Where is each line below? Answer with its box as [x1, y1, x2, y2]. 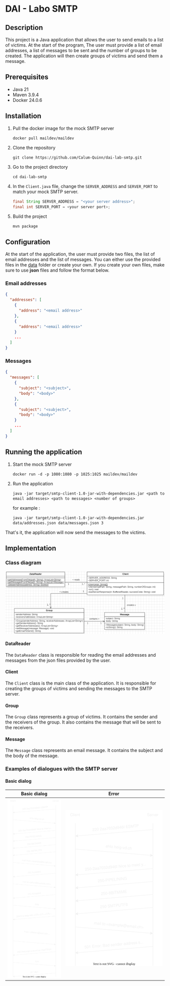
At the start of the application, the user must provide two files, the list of [5, 251, 155, 257]
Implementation [5, 544, 57, 552]
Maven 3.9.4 [12, 92, 39, 98]
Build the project [12, 213, 47, 219]
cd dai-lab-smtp [12, 174, 47, 179]
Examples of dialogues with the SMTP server [5, 766, 118, 773]
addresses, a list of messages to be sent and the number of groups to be [5, 48, 157, 53]
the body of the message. [5, 753, 59, 759]
